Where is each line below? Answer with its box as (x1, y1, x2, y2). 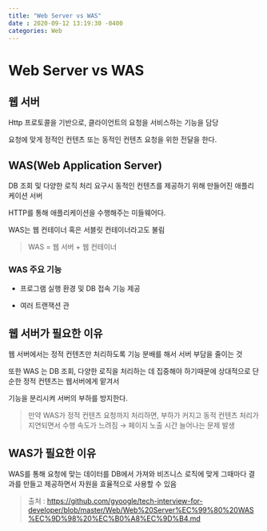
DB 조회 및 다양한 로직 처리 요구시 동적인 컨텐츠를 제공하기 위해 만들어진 (8, 181, 233, 191)
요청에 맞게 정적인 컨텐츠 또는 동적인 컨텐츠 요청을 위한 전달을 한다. (8, 135, 217, 144)
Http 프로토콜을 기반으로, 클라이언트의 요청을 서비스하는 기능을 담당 (8, 118, 219, 128)
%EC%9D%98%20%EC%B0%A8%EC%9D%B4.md (27, 514, 201, 524)
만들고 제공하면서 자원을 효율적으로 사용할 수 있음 (22, 479, 177, 489)
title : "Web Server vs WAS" (8, 11, 102, 20)
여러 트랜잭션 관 (19, 301, 70, 310)
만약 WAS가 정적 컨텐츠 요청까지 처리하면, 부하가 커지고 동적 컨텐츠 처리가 (27, 411, 260, 420)
